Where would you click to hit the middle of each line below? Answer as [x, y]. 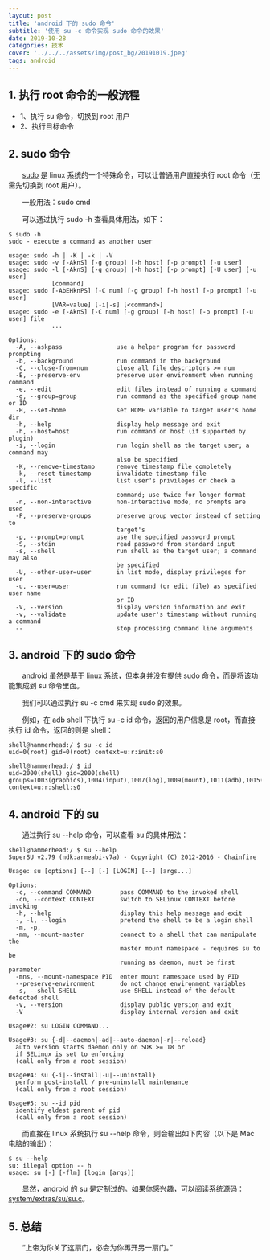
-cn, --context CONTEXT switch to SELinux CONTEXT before [125, 900]
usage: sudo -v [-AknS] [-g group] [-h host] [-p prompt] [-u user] [125, 262]
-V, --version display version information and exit [131, 607]
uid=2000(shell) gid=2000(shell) [64, 774]
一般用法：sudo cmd [56, 202]
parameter [25, 970]
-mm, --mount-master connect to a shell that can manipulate [136, 935]
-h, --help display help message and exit [118, 424]
